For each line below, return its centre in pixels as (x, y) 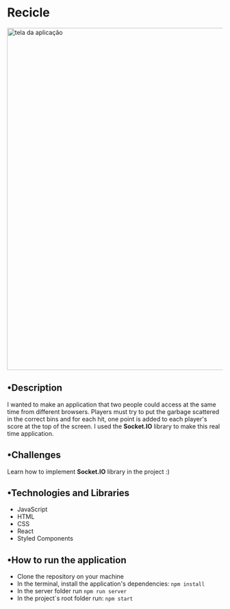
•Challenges (34, 455)
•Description (35, 388)
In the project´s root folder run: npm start (75, 598)
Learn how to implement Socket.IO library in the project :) (88, 471)
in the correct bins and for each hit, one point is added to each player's (107, 419)
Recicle (28, 13)
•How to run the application (67, 560)
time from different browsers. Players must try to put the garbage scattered (113, 411)
